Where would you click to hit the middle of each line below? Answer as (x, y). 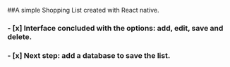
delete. (20, 36)
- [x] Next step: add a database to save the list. (89, 55)
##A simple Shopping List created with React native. (83, 10)
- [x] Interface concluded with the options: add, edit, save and (115, 28)
